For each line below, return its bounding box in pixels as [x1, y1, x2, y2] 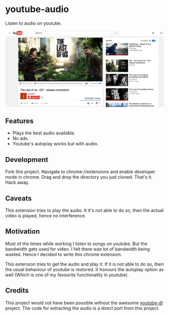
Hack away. [5, 180, 30, 186]
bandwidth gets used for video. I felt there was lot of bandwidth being [5, 246, 150, 252]
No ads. [12, 135, 29, 141]
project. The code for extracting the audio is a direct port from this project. [5, 305, 160, 311]
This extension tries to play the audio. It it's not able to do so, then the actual [5, 207, 164, 213]
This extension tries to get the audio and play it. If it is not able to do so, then [5, 261, 164, 267]
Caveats [5, 194, 32, 202]
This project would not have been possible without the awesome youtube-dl [5, 299, 163, 305]
